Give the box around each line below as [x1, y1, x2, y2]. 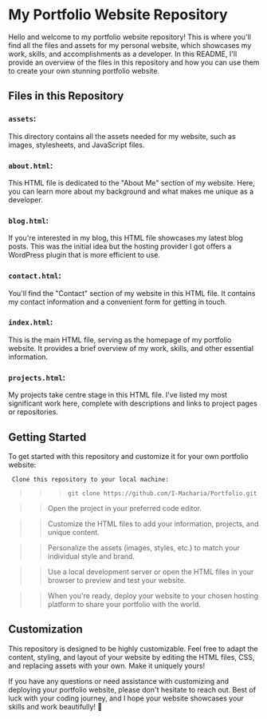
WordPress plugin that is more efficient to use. [8, 250, 161, 260]
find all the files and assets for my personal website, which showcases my [8, 40, 252, 50]
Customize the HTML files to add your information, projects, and [47, 518, 259, 529]
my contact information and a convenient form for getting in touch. [8, 297, 227, 306]
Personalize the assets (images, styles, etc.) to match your [47, 542, 241, 553]
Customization [8, 622, 84, 637]
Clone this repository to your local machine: [11, 475, 170, 483]
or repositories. [8, 407, 58, 417]
